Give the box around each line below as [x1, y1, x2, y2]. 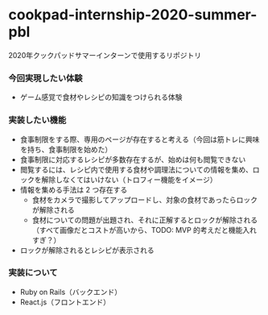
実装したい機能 [8, 114, 67, 126]
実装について [8, 267, 58, 279]
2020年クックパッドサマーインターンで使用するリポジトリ [8, 50, 202, 60]
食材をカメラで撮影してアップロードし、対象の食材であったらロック [31, 195, 258, 205]
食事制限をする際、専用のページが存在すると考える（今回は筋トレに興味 [19, 135, 260, 144]
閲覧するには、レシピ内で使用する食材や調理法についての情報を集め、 [19, 164, 254, 174]
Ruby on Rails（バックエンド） [19, 287, 122, 296]
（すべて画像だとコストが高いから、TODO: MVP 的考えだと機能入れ [31, 225, 258, 234]
